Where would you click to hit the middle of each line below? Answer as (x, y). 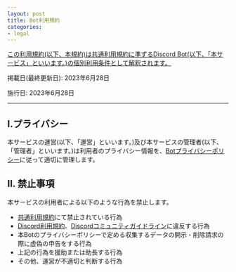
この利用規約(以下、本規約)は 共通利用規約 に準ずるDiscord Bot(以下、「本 (112, 54)
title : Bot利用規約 (34, 20)
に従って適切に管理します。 (59, 160)
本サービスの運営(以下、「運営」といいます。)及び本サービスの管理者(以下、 (115, 142)
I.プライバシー (38, 124)
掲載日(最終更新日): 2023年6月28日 (59, 78)
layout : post (26, 14)
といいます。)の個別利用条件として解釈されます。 (101, 63)
